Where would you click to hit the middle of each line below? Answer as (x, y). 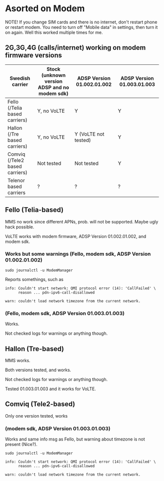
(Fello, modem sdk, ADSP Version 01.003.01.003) (65, 313)
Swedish (20, 78)
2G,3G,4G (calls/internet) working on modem (75, 48)
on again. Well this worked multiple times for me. (54, 32)
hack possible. (20, 227)
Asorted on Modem (45, 9)
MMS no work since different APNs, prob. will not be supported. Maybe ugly (82, 221)
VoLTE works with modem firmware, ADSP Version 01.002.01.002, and (76, 236)
